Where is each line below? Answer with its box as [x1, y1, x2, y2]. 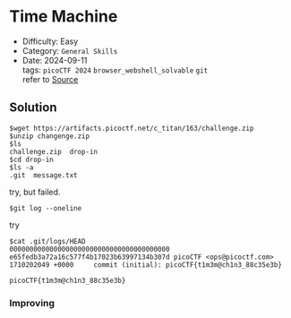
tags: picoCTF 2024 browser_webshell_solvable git [21, 64, 209, 75]
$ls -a [9, 163, 34, 172]
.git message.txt [9, 170, 78, 180]
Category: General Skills [21, 45, 118, 56]
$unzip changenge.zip [9, 132, 90, 141]
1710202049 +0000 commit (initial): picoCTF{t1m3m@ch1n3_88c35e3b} [9, 260, 282, 270]
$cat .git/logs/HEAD [9, 236, 87, 245]
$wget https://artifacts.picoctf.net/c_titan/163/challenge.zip [9, 124, 254, 133]
